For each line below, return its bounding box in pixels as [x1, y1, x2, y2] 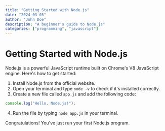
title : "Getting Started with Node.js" [5, 7, 90, 13]
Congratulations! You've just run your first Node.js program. [5, 120, 130, 126]
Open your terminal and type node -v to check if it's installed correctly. [12, 86, 160, 92]
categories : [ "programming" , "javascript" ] [5, 26, 99, 31]
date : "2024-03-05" [5, 12, 47, 17]
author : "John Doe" [5, 17, 47, 22]
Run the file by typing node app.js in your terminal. [12, 110, 118, 116]
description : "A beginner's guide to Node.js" [5, 21, 105, 27]
